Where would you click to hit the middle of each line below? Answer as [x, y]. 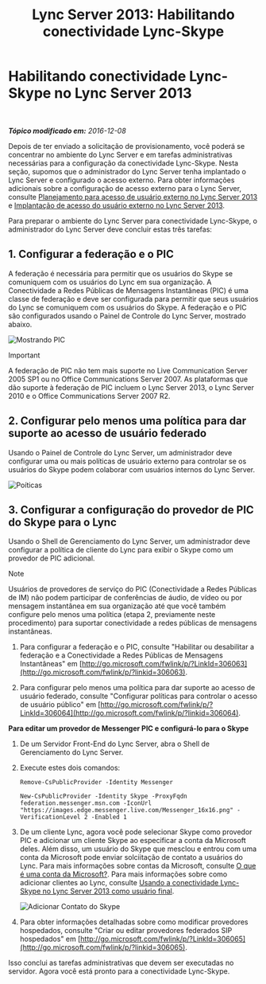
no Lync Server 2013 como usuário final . [108, 891]
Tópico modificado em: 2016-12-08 [67, 131]
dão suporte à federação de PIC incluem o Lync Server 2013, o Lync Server [131, 387]
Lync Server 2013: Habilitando [133, 15]
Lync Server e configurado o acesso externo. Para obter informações [121, 180]
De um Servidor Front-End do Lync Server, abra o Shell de [115, 744]
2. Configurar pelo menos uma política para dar [127, 421]
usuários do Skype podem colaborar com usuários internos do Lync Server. [132, 469]
